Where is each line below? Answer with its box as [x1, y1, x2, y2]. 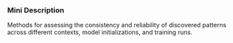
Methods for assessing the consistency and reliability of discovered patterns [7, 21, 227, 29]
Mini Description [7, 5, 65, 15]
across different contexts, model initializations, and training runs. [7, 28, 193, 36]
